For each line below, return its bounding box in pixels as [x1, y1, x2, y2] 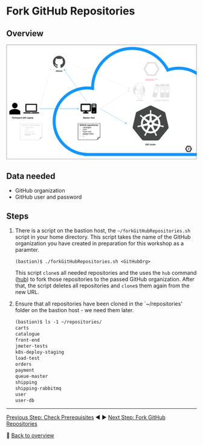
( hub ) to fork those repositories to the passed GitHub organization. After [14, 276, 195, 283]
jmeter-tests [14, 343, 48, 350]
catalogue [14, 331, 40, 338]
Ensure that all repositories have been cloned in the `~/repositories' [14, 300, 183, 307]
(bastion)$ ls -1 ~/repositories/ [14, 319, 102, 325]
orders [14, 361, 32, 368]
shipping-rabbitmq [14, 385, 62, 392]
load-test [14, 355, 40, 362]
